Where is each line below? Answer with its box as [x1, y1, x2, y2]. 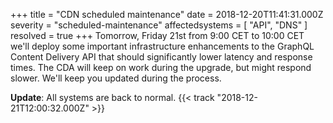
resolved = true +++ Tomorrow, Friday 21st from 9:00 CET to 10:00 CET [10, 30, 305, 41]
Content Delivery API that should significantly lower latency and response [10, 51, 313, 63]
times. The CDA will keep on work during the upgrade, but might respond [10, 62, 312, 73]
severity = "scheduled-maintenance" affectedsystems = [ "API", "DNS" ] [10, 19, 308, 31]
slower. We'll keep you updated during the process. [10, 72, 222, 84]
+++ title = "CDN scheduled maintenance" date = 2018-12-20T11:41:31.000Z [10, 9, 324, 20]
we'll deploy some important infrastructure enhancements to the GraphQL [10, 40, 315, 52]
